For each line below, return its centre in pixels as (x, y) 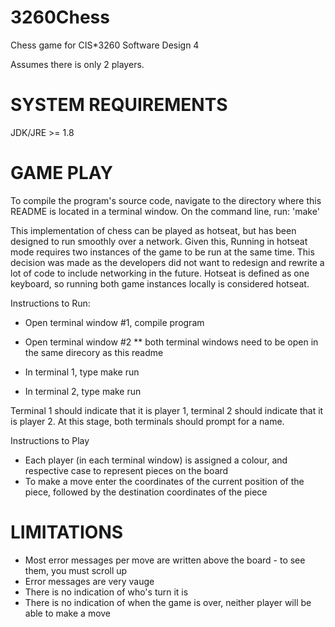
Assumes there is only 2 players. (77, 64)
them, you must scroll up (76, 570)
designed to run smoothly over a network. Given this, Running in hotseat (159, 241)
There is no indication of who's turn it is (106, 592)
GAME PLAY (61, 173)
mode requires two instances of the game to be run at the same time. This (162, 252)
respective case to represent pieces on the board (126, 470)
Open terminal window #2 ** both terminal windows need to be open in (171, 342)
